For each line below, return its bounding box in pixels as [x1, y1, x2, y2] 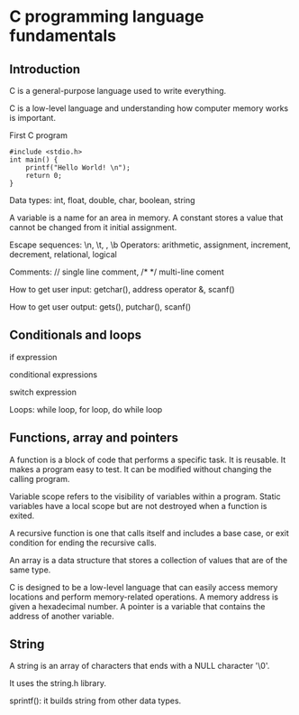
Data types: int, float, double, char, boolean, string [9, 195, 195, 205]
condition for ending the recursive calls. [9, 537, 158, 548]
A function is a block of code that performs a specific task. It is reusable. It [9, 454, 286, 465]
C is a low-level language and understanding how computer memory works [9, 103, 289, 114]
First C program [9, 130, 68, 141]
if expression [9, 351, 58, 362]
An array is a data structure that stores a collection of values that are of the [9, 554, 288, 565]
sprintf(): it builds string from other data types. [9, 695, 182, 706]
